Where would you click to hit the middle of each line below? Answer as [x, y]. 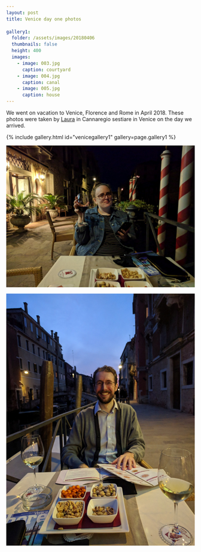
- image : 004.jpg [39, 76]
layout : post [22, 13]
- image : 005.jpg [39, 89]
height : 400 [27, 51]
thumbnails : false [35, 44]
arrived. [16, 125]
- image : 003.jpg [39, 63]
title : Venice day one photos [44, 19]
